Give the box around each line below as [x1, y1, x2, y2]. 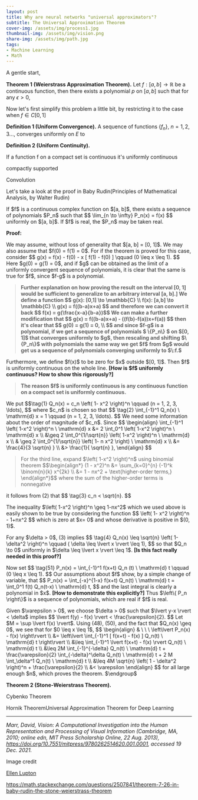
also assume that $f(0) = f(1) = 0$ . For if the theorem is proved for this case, [6, 247, 192, 254]
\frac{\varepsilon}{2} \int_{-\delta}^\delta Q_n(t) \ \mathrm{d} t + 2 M [6, 651, 173, 659]
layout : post [6, 8, 38, 15]
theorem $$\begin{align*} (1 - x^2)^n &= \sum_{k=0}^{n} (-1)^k [20, 462, 173, 469]
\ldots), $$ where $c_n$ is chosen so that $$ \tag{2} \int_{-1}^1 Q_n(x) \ [6, 407, 180, 414]
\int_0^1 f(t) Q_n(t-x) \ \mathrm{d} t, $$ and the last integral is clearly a [6, 583, 177, 591]
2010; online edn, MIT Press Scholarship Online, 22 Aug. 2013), [6, 734, 160, 741]
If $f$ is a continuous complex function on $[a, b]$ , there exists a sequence [6, 205, 191, 213]
